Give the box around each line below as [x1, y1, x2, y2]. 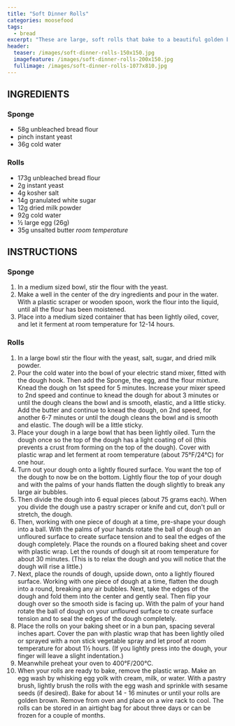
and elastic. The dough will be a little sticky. [17, 420, 143, 429]
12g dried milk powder [17, 203, 82, 212]
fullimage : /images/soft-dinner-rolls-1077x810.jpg [13, 62, 168, 69]
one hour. [17, 458, 45, 466]
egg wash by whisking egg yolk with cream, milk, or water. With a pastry [17, 673, 227, 682]
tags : [7, 23, 23, 30]
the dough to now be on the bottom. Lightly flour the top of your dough [17, 472, 222, 481]
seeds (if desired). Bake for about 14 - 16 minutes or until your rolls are [17, 688, 220, 697]
